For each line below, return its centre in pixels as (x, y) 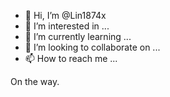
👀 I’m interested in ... (67, 26)
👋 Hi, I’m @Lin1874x (65, 15)
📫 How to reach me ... (71, 58)
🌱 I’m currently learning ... (78, 36)
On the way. (35, 81)
